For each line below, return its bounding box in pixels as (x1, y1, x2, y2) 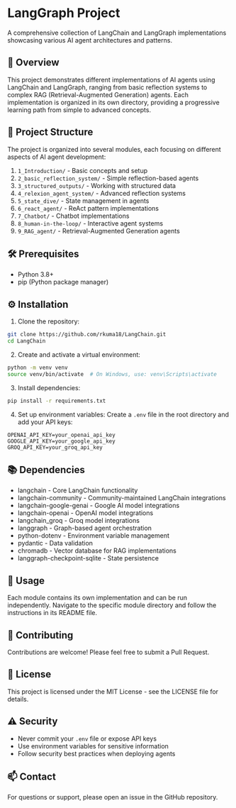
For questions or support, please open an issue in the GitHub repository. (7, 793, 218, 802)
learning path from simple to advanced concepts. (7, 105, 151, 114)
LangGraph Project (7, 5, 120, 21)
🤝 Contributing (7, 629, 74, 641)
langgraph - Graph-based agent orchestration (17, 524, 152, 533)
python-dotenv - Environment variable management (17, 531, 170, 540)
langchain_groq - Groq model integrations (17, 516, 140, 525)
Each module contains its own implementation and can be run (7, 594, 188, 602)
